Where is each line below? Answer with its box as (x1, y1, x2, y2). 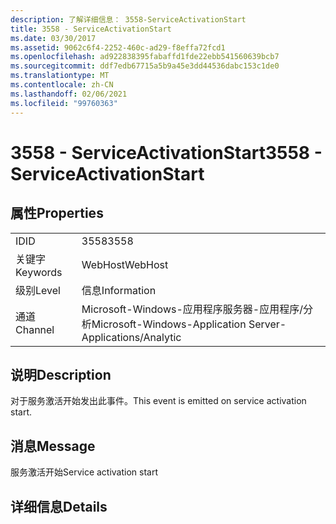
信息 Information (81, 283, 157, 297)
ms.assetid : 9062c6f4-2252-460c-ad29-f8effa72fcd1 (10, 42, 226, 53)
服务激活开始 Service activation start (10, 466, 159, 478)
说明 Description (10, 366, 112, 383)
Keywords (15, 265, 63, 279)
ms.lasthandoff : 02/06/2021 (10, 89, 128, 99)
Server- (248, 317, 287, 331)
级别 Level (15, 283, 61, 297)
